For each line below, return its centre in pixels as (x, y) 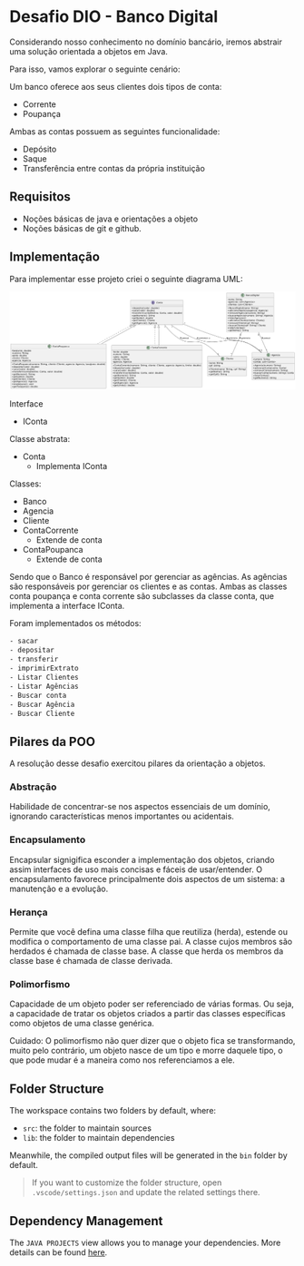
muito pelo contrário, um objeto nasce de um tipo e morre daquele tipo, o (146, 1051)
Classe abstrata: (40, 439)
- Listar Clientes (44, 678)
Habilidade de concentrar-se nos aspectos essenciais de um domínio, (140, 807)
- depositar (32, 651)
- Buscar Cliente (42, 714)
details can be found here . (59, 1252)
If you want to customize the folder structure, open (127, 1183)
